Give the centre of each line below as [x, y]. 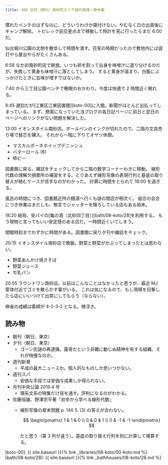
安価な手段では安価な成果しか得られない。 [64, 381]
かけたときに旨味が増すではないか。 [47, 77]
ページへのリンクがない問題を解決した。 [47, 118]
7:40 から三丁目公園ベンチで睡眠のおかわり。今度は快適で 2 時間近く [77, 88]
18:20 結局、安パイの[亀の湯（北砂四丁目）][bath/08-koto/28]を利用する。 [81, 215]
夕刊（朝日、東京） [32, 343]
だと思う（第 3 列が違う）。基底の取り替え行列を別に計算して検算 [87, 436]
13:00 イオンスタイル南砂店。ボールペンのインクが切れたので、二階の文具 [82, 128]
